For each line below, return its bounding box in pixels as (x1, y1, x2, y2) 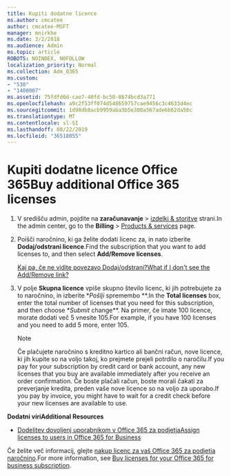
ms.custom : (7, 74, 39, 82)
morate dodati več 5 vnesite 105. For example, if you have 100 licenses (17, 313, 217, 322)
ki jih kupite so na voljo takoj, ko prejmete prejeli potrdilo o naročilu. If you (17, 355, 225, 363)
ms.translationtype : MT (7, 113, 76, 120)
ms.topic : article (7, 49, 60, 56)
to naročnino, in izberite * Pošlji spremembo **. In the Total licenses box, (17, 291, 221, 300)
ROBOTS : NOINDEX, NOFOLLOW (7, 55, 85, 62)
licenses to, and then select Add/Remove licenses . (17, 250, 163, 258)
